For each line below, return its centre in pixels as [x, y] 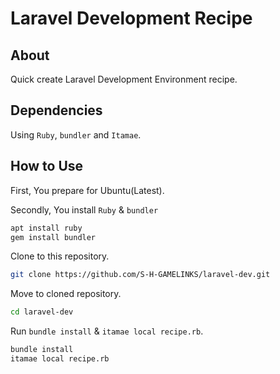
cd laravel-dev [42, 312]
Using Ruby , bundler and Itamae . [76, 134]
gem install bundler [53, 237]
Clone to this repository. [60, 256]
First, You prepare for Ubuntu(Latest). [87, 190]
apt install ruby [46, 228]
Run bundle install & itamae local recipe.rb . [107, 331]
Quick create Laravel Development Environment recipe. [124, 79]
